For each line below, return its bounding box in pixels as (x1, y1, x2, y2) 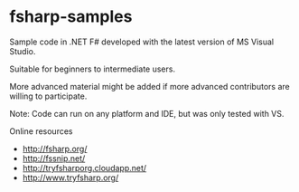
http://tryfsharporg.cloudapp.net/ (22, 162, 147, 173)
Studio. (9, 45, 36, 56)
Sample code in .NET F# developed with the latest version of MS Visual (9, 36, 274, 47)
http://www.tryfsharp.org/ (22, 172, 119, 183)
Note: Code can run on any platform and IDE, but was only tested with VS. (9, 108, 285, 119)
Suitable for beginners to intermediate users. (9, 63, 176, 74)
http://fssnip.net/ (22, 152, 86, 164)
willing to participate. (9, 91, 88, 101)
